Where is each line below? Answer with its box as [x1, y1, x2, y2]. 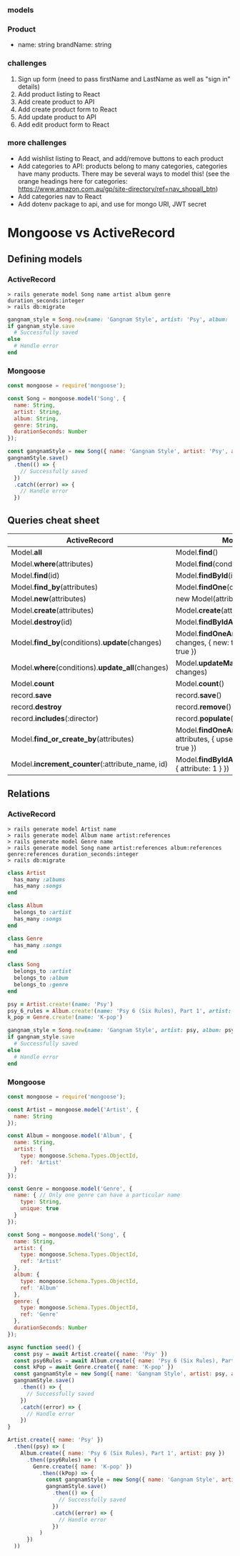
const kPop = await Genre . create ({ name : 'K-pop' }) [14, 1364, 174, 1371]
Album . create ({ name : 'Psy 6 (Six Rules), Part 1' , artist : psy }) [20, 1450, 225, 1457]
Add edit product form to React [17, 120, 109, 129]
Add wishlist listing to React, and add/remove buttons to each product [17, 154, 224, 162]
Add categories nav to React [17, 192, 102, 201]
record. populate [175, 713, 231, 723]
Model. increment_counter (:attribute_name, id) [11, 759, 169, 769]
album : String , [14, 415, 59, 422]
